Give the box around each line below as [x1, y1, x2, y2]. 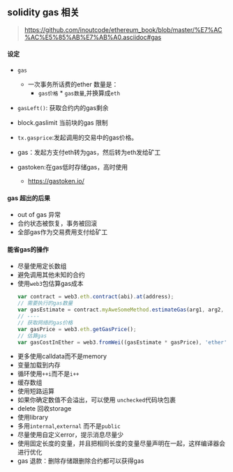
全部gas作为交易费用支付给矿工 [17, 228, 108, 236]
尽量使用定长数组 [17, 262, 67, 271]
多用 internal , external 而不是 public [17, 422, 121, 430]
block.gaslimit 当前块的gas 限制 [17, 119, 108, 127]
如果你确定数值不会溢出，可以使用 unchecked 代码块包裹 [17, 396, 176, 404]
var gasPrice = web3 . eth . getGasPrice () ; [17, 326, 137, 333]
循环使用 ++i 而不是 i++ [17, 370, 80, 378]
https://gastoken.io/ [27, 177, 85, 185]
